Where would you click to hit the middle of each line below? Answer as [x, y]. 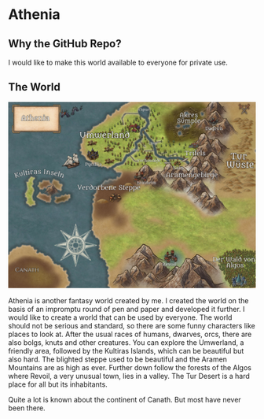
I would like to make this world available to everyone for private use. [118, 62]
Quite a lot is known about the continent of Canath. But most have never [125, 399]
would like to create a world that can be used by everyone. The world [120, 317]
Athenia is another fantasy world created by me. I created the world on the [128, 300]
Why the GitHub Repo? [65, 44]
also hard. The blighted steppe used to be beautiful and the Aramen [118, 359]
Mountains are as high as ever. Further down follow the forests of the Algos [130, 367]
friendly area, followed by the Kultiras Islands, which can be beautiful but [126, 350]
